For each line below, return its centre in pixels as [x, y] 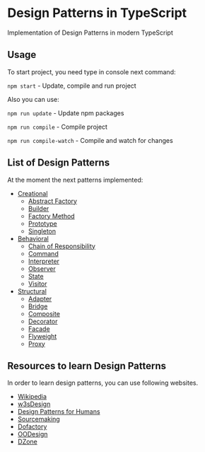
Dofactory [32, 427]
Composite [44, 313]
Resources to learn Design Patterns [87, 366]
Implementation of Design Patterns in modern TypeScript [90, 33]
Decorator [43, 321]
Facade [39, 329]
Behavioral [33, 238]
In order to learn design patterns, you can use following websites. [103, 383]
